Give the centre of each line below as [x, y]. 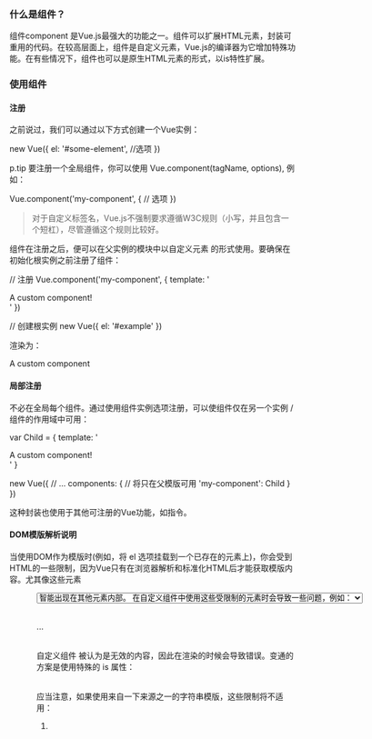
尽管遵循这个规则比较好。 [116, 230]
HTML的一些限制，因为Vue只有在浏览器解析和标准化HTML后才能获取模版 [147, 568]
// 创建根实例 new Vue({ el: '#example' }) [85, 326]
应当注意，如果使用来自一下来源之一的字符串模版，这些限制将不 [156, 696]
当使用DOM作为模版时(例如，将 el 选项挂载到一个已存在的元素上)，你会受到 [151, 556]
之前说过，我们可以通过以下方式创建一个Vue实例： [105, 130]
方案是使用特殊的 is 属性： [85, 666]
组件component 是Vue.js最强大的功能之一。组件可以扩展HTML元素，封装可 [151, 36]
